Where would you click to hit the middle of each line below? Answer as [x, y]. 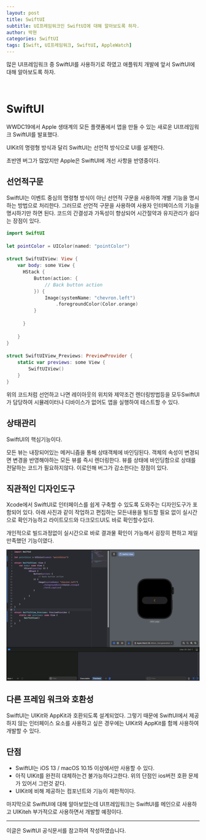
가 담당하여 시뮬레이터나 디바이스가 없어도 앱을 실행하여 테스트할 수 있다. [93, 402]
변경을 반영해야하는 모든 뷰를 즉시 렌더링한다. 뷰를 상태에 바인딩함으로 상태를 [104, 460]
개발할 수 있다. [24, 731]
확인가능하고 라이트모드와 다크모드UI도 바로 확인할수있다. [86, 520]
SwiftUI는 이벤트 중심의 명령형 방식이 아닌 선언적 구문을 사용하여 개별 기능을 [97, 198]
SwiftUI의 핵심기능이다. [34, 439]
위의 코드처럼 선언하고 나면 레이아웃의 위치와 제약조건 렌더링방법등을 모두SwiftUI [103, 394]
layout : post [23, 13]
